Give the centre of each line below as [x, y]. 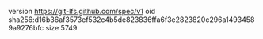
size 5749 [61, 28]
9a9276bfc [26, 28]
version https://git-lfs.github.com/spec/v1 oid [82, 11]
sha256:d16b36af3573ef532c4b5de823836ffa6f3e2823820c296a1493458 [131, 19]
